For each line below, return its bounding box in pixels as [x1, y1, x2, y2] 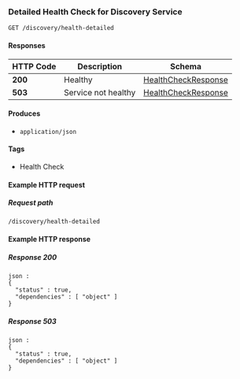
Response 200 [8, 252, 57, 262]
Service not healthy [64, 87, 136, 98]
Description [77, 61, 123, 72]
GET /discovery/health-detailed [8, 24, 114, 32]
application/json [19, 128, 77, 136]
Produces [8, 109, 41, 118]
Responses [8, 40, 46, 50]
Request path [8, 198, 54, 207]
